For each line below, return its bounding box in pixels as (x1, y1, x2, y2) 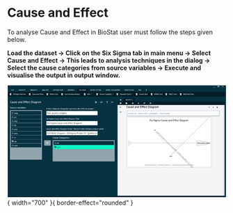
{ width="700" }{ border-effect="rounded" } (7, 198, 134, 207)
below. (7, 35, 26, 43)
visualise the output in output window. (7, 71, 120, 79)
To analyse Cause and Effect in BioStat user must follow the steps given (7, 28, 214, 36)
